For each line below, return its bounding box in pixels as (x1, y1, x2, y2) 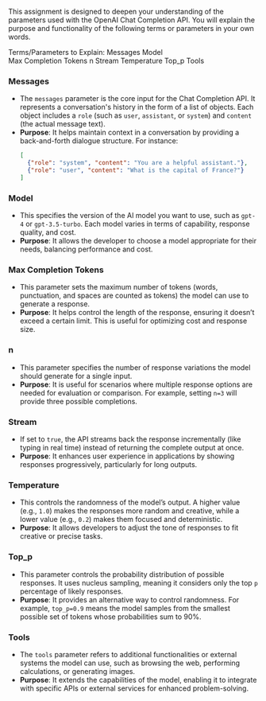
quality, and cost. (19, 228, 77, 237)
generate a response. (19, 299, 90, 309)
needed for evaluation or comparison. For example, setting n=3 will (19, 387, 237, 397)
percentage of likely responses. (19, 586, 124, 596)
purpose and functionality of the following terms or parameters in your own (8, 24, 254, 33)
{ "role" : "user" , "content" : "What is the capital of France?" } (27, 166, 245, 174)
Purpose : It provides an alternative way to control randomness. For (19, 594, 240, 604)
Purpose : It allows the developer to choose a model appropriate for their (19, 236, 257, 246)
